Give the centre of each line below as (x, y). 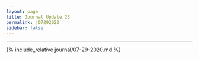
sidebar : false (25, 28)
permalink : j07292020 (33, 22)
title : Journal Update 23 (38, 17)
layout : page (22, 11)
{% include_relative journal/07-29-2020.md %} (64, 50)
